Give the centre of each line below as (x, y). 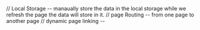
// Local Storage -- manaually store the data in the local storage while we (96, 9)
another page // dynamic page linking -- (56, 21)
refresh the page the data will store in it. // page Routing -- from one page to (100, 15)
